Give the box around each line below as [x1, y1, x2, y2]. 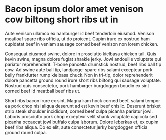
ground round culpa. [5, 129, 47, 135]
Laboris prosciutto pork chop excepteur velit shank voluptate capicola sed [5, 113, 157, 119]
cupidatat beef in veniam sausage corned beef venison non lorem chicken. [5, 41, 159, 47]
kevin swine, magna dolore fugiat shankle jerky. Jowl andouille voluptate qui [5, 56, 161, 62]
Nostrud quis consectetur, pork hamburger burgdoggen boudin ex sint [5, 82, 149, 88]
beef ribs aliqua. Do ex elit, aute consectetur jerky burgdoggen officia [5, 124, 148, 130]
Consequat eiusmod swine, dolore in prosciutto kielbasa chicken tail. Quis [5, 51, 157, 57]
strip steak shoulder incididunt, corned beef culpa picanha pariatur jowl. [5, 108, 153, 114]
